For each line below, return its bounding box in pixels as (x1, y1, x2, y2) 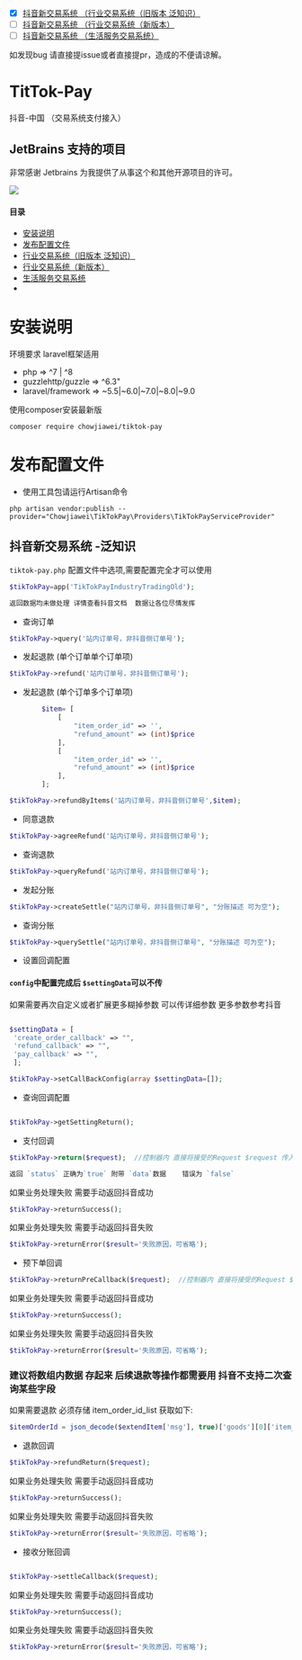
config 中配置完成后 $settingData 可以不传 (9, 977, 164, 988)
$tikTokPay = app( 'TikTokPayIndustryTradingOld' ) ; (9, 582, 195, 591)
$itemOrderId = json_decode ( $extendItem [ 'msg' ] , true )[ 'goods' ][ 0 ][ (9, 1422, 271, 1432)
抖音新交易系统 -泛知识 (9, 539, 137, 554)
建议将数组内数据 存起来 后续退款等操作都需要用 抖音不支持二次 (9, 1368, 283, 1381)
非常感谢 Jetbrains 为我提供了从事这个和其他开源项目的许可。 (9, 166, 238, 177)
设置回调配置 (22, 955, 70, 965)
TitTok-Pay (9, 82, 93, 102)
